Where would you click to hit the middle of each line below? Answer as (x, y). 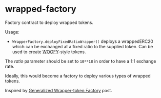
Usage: (12, 32)
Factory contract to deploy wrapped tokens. (49, 22)
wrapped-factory (41, 9)
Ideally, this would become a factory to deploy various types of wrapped (78, 76)
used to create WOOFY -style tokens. (49, 52)
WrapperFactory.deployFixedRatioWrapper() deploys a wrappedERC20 (83, 41)
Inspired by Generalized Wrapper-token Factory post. (59, 90)
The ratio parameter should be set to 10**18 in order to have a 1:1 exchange (80, 61)
